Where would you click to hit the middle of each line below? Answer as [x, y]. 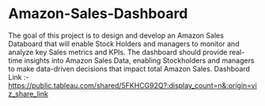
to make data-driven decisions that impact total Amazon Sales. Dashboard [129, 68]
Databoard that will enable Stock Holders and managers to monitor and [124, 43]
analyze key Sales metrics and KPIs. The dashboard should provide [118, 52]
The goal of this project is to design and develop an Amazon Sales [116, 35]
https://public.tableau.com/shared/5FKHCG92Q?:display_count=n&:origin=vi [132, 85]
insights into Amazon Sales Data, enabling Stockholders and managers [139, 60]
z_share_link [28, 93]
